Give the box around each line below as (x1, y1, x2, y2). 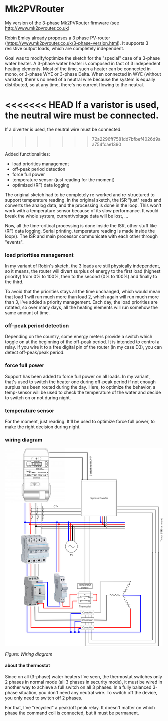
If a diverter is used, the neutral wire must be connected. (5, 126, 122, 132)
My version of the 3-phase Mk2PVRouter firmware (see (5, 20, 120, 26)
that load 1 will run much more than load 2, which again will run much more (5, 294, 159, 300)
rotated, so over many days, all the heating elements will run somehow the (5, 304, 158, 311)
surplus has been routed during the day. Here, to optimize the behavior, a (5, 384, 156, 390)
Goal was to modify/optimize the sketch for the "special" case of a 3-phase (5, 55, 160, 61)
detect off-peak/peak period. (5, 349, 65, 356)
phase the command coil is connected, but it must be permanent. (5, 710, 139, 716)
